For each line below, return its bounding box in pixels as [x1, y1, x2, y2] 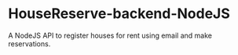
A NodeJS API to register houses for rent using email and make [8, 31, 212, 40]
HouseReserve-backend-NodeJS [8, 5, 230, 23]
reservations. [8, 38, 51, 48]
